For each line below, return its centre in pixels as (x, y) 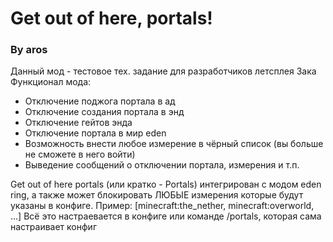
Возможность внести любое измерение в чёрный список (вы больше (174, 144)
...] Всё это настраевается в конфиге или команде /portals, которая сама (166, 216)
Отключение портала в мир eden (95, 133)
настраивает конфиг (53, 227)
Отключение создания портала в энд (104, 112)
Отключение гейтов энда (78, 123)
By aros (29, 50)
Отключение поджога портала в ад (100, 101)
